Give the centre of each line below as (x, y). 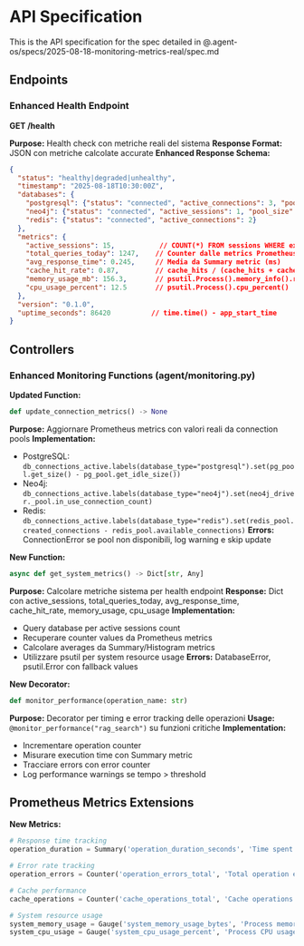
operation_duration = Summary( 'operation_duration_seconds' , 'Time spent (152, 850)
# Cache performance (48, 891)
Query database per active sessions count (101, 628)
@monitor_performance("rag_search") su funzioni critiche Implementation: (148, 727)
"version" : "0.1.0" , (56, 304)
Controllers (42, 350)
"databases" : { (46, 195)
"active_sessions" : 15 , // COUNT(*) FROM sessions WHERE (155, 245)
